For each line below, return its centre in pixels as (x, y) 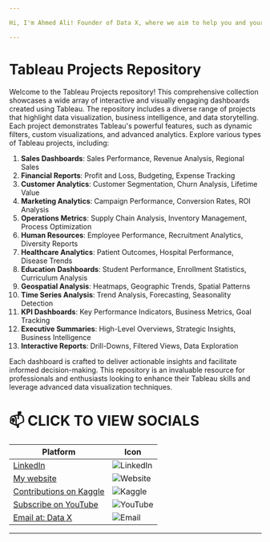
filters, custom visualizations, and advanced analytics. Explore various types (135, 134)
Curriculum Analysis (54, 277)
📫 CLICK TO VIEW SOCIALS (104, 421)
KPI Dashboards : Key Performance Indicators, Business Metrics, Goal (136, 311)
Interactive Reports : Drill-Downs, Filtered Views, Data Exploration (129, 346)
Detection (37, 303)
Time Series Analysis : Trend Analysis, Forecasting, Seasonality (126, 294)
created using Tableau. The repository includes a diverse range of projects (132, 108)
